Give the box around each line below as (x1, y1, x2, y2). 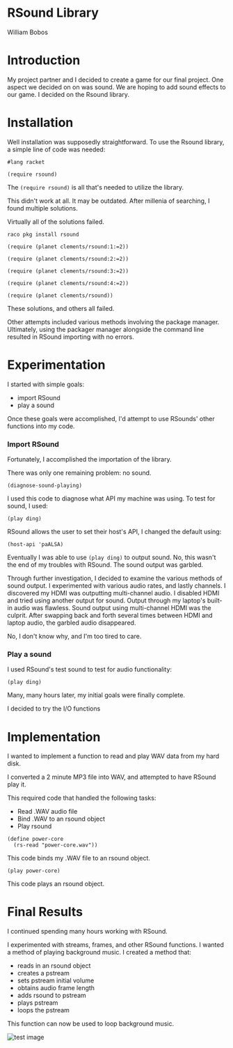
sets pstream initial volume (17, 976, 95, 985)
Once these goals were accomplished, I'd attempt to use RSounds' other (7, 414, 215, 423)
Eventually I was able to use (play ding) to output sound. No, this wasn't (7, 553, 216, 562)
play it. (7, 780, 26, 789)
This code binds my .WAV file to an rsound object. (7, 854, 151, 863)
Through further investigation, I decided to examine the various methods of (7, 574, 223, 583)
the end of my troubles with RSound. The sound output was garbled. (7, 561, 204, 569)
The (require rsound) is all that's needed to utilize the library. (7, 183, 184, 191)
